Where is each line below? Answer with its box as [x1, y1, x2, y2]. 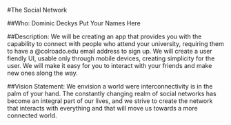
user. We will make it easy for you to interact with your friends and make [7, 62, 212, 69]
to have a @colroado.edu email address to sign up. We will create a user [7, 47, 212, 55]
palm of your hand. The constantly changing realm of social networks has [7, 89, 217, 98]
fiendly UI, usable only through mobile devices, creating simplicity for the [7, 54, 215, 62]
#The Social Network [7, 6, 68, 14]
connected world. [7, 111, 57, 120]
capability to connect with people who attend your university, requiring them [7, 40, 224, 47]
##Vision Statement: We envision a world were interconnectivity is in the [7, 82, 213, 90]
